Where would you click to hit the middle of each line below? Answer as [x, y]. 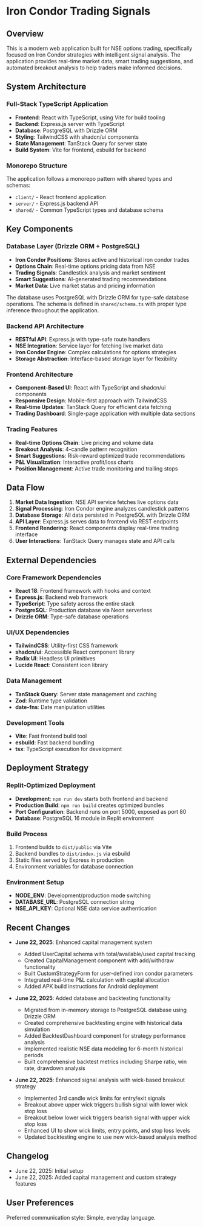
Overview [25, 34]
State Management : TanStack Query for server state [81, 143]
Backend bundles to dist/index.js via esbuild [72, 853]
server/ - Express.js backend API [57, 203]
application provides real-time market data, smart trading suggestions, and [100, 61]
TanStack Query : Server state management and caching [86, 694]
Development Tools [35, 722]
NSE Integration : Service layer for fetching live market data [89, 346]
